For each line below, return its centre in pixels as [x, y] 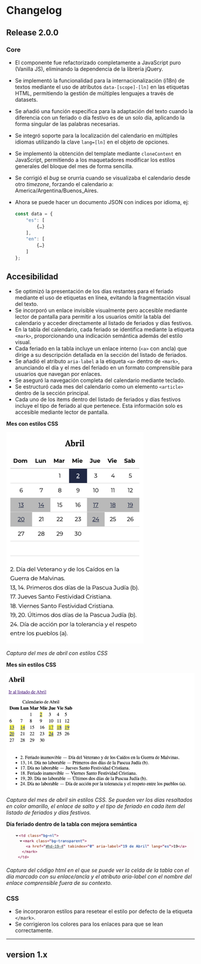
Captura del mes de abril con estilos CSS [57, 653]
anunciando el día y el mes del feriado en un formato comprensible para [103, 367]
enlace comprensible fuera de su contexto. [59, 883]
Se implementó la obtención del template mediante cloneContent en [98, 153]
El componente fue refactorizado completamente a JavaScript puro [98, 62]
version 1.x [27, 955]
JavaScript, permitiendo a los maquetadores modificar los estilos [95, 160]
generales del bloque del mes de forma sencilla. [74, 166]
